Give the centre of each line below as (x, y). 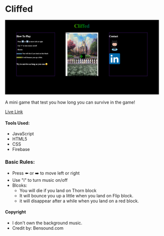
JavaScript (23, 134)
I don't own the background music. (47, 223)
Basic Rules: (20, 162)
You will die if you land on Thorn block (58, 190)
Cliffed (19, 9)
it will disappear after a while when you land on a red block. (79, 201)
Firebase (21, 150)
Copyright (16, 212)
